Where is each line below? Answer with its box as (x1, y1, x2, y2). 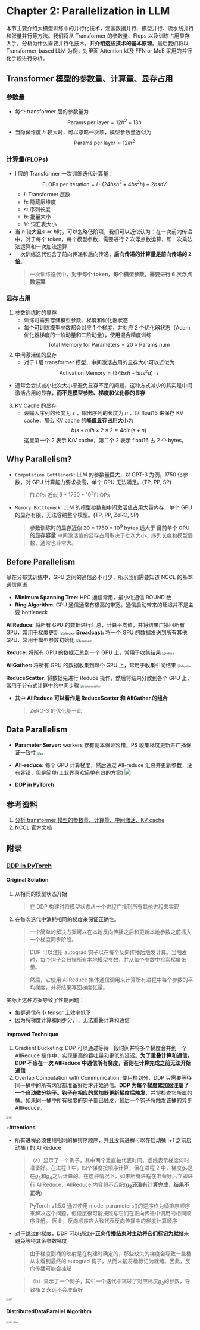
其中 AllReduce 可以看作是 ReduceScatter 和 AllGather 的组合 (14, 694, 168, 701)
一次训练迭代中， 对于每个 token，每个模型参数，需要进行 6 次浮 (29, 270, 187, 278)
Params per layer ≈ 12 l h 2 (74, 138, 135, 146)
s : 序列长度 (23, 205, 51, 213)
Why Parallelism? (6, 454, 73, 464)
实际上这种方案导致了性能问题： (6, 996, 85, 1003)
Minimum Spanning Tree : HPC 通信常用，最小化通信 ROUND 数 (14, 593, 171, 601)
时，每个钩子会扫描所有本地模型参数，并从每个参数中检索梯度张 (29, 956, 186, 963)
